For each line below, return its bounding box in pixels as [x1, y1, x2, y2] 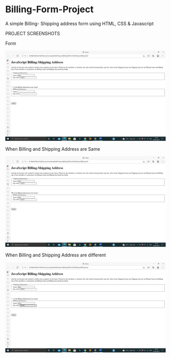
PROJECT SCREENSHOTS [5, 30, 60, 36]
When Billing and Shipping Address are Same [5, 146, 100, 152]
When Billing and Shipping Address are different [5, 252, 106, 258]
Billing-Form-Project [5, 4, 94, 15]
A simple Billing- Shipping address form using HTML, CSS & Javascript [5, 20, 154, 27]
